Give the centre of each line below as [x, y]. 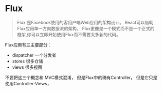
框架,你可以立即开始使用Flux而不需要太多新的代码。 [69, 34]
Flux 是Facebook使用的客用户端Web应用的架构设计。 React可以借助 [85, 22]
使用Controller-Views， [28, 83]
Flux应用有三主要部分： [28, 45]
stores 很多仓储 [27, 61]
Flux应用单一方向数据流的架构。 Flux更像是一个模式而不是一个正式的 [86, 28]
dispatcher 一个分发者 [34, 55]
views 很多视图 [27, 67]
